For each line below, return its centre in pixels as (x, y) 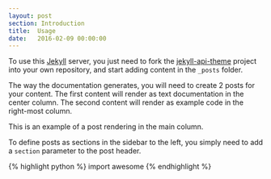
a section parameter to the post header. (75, 151)
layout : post (30, 16)
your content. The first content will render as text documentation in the (126, 94)
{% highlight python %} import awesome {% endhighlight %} (110, 167)
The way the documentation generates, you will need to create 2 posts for (132, 85)
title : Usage (32, 31)
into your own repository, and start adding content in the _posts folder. (126, 70)
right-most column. (40, 111)
